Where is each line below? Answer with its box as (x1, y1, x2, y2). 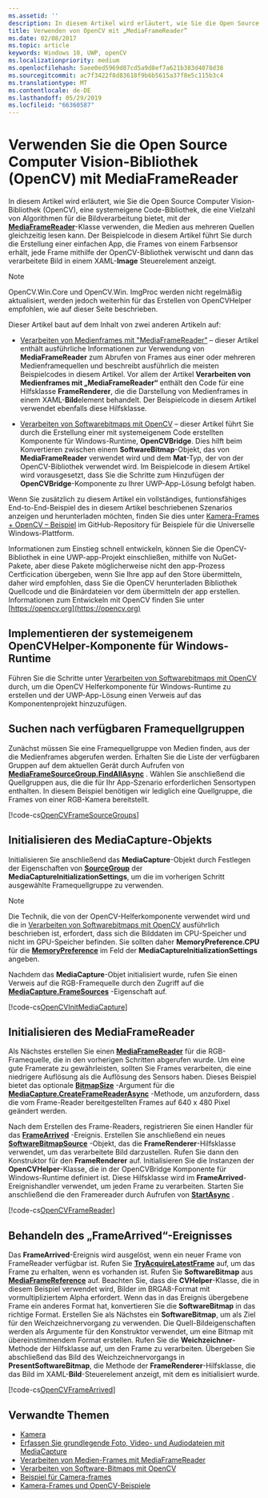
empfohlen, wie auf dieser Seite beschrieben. (8, 304, 158, 314)
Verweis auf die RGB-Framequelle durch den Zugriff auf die (8, 978, 204, 988)
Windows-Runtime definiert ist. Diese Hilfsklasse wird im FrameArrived (8, 1173, 244, 1183)
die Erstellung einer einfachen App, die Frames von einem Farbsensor (8, 239, 238, 249)
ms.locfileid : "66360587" (8, 101, 94, 109)
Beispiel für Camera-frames (19, 1472, 112, 1481)
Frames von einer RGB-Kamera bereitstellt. (8, 794, 150, 804)
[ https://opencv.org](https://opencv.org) (8, 603, 142, 614)
